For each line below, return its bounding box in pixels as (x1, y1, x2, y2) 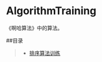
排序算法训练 (29, 49, 60, 57)
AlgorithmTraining (6, 4, 97, 18)
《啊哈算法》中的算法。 (6, 24, 63, 31)
